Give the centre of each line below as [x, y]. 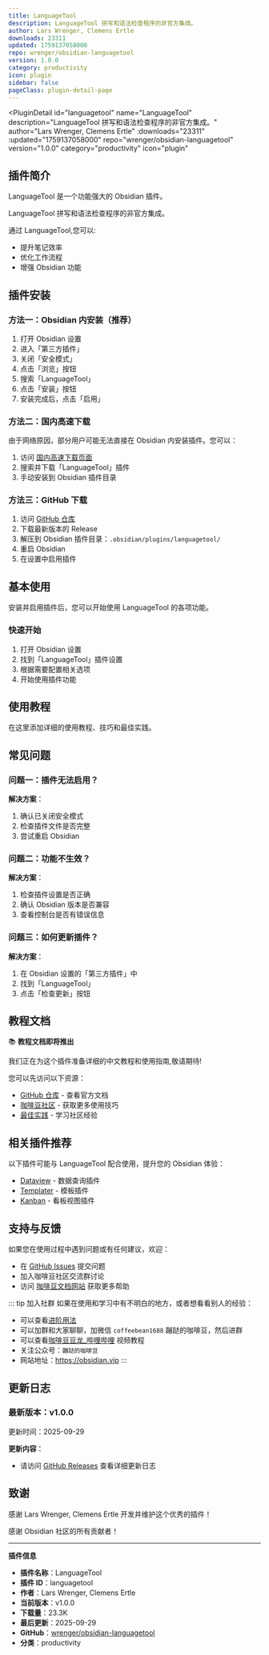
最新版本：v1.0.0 [41, 1413]
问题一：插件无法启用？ [53, 779]
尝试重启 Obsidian [50, 836]
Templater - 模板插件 [54, 1191]
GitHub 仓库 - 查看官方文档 [64, 1095]
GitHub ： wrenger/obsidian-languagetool [87, 1633]
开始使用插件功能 [48, 679]
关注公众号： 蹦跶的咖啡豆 [59, 1350]
